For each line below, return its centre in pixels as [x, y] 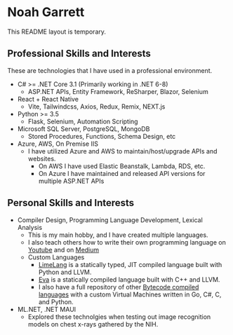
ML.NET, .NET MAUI [47, 309]
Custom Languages [56, 257]
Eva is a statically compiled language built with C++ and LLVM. [129, 279]
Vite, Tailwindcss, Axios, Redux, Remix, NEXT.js [96, 107]
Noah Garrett [46, 12]
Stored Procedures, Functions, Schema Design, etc [102, 136]
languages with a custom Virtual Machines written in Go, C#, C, [130, 294]
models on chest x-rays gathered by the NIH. [93, 324]
